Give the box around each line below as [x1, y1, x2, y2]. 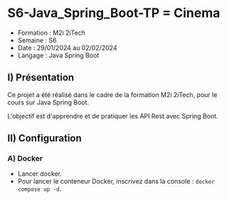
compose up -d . [17, 184, 62, 193]
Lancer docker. [17, 170, 63, 178]
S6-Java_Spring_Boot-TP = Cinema [7, 5, 221, 21]
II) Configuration [7, 133, 82, 145]
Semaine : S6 [17, 35, 57, 44]
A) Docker [7, 154, 43, 164]
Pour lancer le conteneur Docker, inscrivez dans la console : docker [17, 177, 215, 186]
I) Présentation [7, 72, 75, 84]
